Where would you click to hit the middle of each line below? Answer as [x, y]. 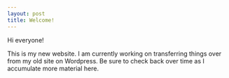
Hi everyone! [26, 40]
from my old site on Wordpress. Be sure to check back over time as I [106, 61]
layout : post [26, 14]
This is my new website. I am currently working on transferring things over [114, 54]
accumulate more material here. [53, 68]
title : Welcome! [31, 20]
